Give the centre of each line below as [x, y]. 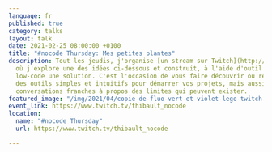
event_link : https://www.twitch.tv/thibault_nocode [97, 106]
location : [25, 114]
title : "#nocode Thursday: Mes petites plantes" [92, 53]
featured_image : [36, 99]
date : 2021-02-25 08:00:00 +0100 [65, 46]
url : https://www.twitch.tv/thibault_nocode [92, 129]
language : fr [30, 16]
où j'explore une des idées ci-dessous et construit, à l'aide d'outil [139, 69]
